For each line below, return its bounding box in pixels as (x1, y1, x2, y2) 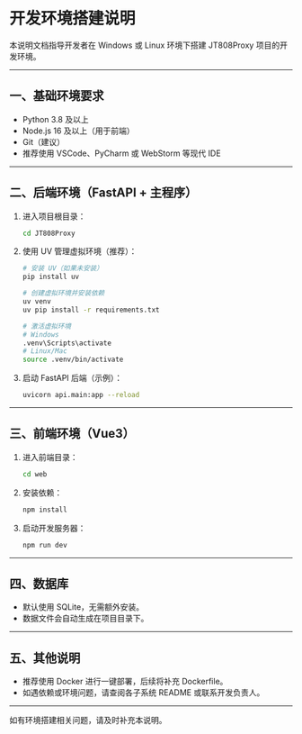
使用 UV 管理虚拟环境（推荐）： (22, 246, 138, 257)
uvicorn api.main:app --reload (22, 391, 140, 400)
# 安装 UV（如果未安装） (22, 264, 103, 273)
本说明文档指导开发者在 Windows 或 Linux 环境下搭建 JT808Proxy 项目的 (9, 40, 280, 50)
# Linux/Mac (22, 347, 67, 356)
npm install (22, 505, 67, 514)
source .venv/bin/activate (22, 355, 124, 365)
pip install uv (22, 272, 80, 282)
